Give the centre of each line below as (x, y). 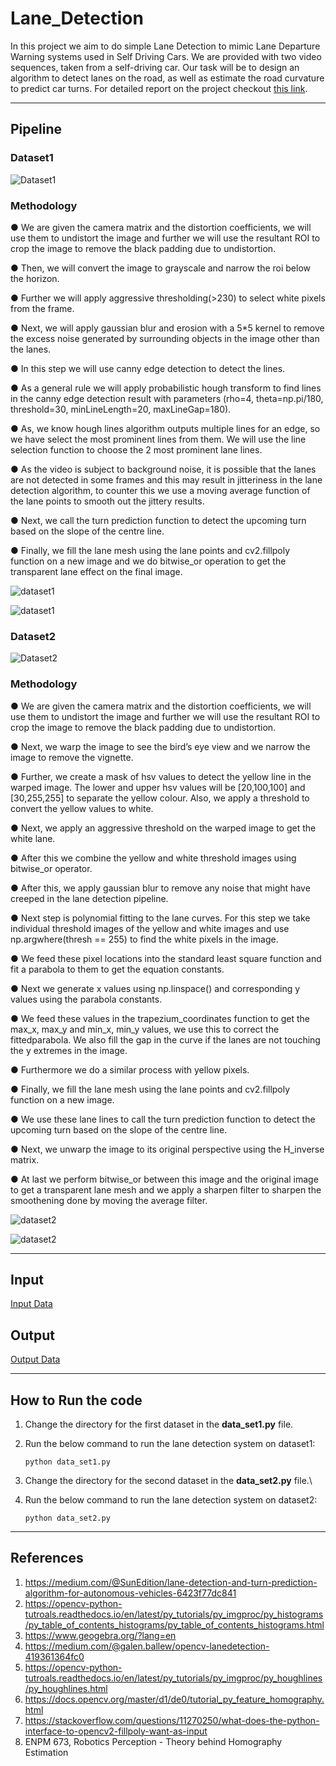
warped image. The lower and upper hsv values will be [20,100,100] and (158, 787)
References (47, 1558)
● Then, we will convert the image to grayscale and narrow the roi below (161, 268)
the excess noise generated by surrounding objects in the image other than (165, 338)
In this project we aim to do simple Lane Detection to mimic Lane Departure (165, 46)
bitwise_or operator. (51, 868)
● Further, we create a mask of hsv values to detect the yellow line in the (161, 776)
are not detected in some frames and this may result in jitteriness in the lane (166, 479)
